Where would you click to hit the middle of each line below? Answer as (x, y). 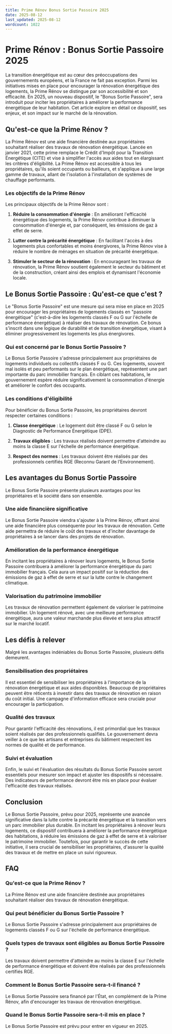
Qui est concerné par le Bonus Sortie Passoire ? (66, 347)
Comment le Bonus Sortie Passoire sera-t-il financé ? (73, 985)
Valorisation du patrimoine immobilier (53, 596)
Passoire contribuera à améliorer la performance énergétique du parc (79, 567)
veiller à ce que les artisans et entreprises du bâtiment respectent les (78, 739)
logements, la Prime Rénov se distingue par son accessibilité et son (77, 91)
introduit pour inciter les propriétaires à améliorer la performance (74, 102)
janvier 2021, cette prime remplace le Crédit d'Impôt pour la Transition (79, 153)
